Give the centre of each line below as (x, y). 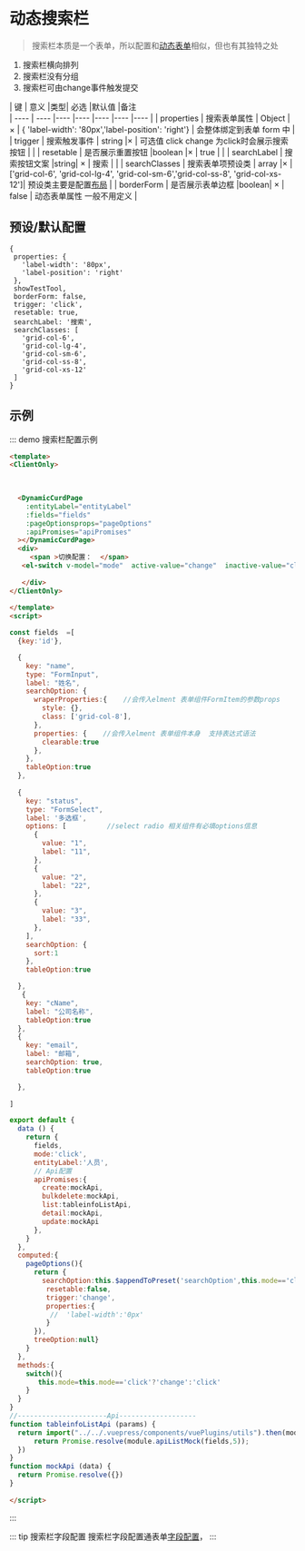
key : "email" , (52, 1045)
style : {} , (63, 708)
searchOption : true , (64, 1062)
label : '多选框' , (56, 818)
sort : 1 (46, 953)
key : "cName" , (52, 1003)
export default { (42, 1121)
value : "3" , (65, 911)
